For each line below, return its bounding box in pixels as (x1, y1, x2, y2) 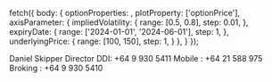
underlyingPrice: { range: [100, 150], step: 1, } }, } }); (9, 36, 199, 46)
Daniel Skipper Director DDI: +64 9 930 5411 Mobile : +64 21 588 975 (9, 53, 263, 63)
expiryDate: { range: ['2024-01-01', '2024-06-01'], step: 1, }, (9, 27, 229, 37)
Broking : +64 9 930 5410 (9, 62, 103, 73)
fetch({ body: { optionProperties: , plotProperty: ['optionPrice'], (9, 8, 241, 18)
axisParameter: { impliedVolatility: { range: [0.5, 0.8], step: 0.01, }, (9, 17, 249, 28)
